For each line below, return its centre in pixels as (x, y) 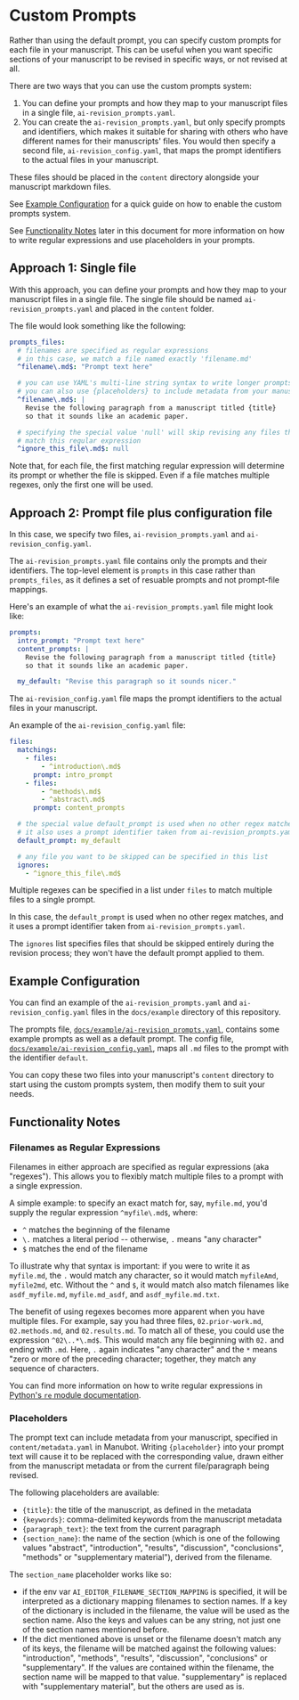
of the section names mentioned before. (96, 1630)
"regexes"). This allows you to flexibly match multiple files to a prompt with (146, 1176)
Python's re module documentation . (75, 1394)
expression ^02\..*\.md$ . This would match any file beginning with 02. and (147, 1340)
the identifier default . (49, 1058)
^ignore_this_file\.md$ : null (73, 449)
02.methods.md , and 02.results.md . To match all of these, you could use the (147, 1330)
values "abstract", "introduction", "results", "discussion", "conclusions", (153, 1548)
